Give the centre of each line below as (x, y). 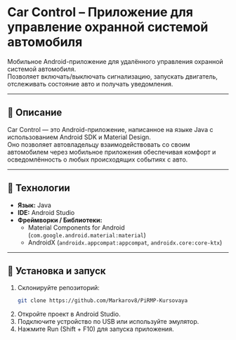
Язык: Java (34, 205)
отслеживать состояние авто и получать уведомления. (90, 84)
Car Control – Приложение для (100, 12)
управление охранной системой (108, 27)
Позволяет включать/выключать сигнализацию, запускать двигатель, (112, 76)
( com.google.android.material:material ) (87, 235)
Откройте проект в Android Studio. (69, 314)
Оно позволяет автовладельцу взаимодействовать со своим (99, 144)
